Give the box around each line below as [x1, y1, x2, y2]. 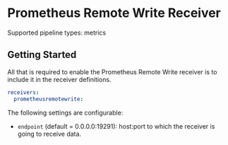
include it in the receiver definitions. [7, 75, 112, 83]
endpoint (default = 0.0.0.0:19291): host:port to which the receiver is [17, 122, 215, 130]
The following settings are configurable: [7, 108, 124, 117]
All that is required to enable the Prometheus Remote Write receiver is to [7, 67, 217, 76]
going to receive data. [17, 129, 82, 138]
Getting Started [7, 49, 77, 61]
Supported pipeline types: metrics [7, 28, 107, 37]
